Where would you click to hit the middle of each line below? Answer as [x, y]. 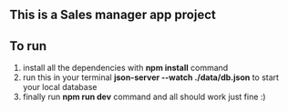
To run [28, 46]
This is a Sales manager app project [113, 15]
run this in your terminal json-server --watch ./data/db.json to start [151, 77]
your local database [60, 87]
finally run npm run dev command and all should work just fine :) [144, 97]
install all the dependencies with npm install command [125, 68]
